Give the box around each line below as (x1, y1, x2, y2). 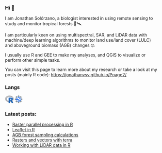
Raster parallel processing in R (12, 121, 73, 127)
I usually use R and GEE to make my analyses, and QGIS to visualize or (5, 52, 146, 58)
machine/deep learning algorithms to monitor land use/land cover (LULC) (5, 37, 151, 43)
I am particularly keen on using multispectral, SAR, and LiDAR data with (5, 32, 147, 38)
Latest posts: (5, 110, 37, 117)
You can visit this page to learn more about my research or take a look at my (5, 67, 158, 72)
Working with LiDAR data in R (12, 142, 71, 148)
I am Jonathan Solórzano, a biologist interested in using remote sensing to (5, 16, 153, 21)
